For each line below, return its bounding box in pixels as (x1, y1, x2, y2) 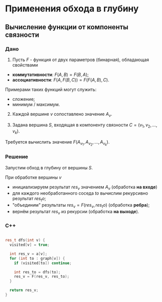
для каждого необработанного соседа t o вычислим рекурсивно (12, 190, 148, 196)
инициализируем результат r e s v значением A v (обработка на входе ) (12, 184, 158, 191)
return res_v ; (9, 288, 39, 293)
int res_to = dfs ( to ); (14, 269, 61, 275)
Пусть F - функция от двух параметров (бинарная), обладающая (12, 57, 149, 63)
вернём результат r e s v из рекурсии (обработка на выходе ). (12, 209, 139, 216)
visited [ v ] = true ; (9, 242, 50, 247)
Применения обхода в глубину (5, 3, 139, 14)
